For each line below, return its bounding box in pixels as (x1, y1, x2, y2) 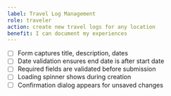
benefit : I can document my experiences (7, 29, 128, 37)
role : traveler (7, 17, 52, 24)
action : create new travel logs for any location (7, 23, 156, 30)
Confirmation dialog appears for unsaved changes (17, 81, 164, 89)
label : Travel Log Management (7, 10, 96, 18)
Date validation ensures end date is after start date (17, 57, 165, 65)
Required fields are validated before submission (17, 64, 156, 74)
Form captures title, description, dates (17, 49, 129, 57)
